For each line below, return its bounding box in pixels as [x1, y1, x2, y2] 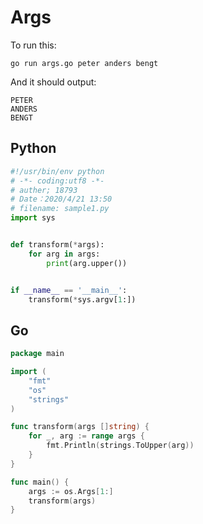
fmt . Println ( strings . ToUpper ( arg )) [46, 441, 195, 451]
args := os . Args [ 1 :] [28, 486, 114, 496]
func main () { [10, 477, 70, 487]
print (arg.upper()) [46, 258, 128, 268]
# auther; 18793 [10, 185, 78, 195]
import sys [10, 213, 56, 223]
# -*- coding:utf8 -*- [10, 176, 105, 186]
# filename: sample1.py [10, 204, 110, 214]
